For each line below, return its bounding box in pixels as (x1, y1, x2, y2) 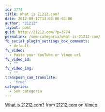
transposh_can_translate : (5, 75, 57, 80)
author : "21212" (5, 20, 38, 26)
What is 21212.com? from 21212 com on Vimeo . (5, 102, 99, 108)
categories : (5, 84, 29, 89)
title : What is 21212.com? (5, 12, 60, 17)
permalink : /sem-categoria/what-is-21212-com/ (5, 35, 101, 39)
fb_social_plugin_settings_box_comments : (5, 39, 90, 44)
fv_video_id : (5, 57, 31, 62)
